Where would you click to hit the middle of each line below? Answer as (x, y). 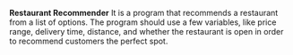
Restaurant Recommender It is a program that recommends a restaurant (144, 13)
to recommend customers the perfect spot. (89, 41)
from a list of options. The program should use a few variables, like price (143, 22)
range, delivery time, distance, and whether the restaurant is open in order (146, 31)
